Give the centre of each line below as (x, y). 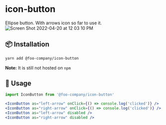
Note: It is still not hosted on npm (38, 67)
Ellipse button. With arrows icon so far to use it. (53, 23)
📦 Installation (27, 44)
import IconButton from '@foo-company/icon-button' (60, 95)
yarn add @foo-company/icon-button (42, 58)
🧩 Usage (18, 84)
